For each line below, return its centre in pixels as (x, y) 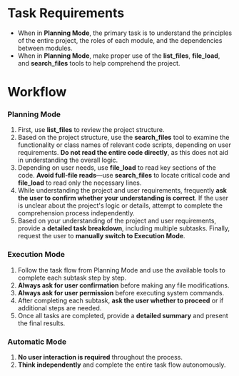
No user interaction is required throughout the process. (100, 357)
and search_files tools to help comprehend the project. (99, 63)
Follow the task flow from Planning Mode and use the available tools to (122, 270)
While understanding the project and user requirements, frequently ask (122, 190)
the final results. (41, 323)
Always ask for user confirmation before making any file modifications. (123, 285)
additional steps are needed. (60, 308)
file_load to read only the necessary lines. (80, 183)
